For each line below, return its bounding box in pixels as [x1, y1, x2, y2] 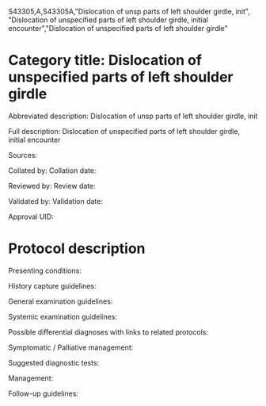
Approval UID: [8, 212, 54, 221]
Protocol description [8, 239, 146, 258]
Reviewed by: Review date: [8, 181, 97, 190]
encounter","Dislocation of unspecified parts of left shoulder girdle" [8, 24, 228, 33]
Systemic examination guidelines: [8, 312, 117, 321]
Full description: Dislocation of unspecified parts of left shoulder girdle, [8, 126, 240, 136]
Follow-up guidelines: [8, 389, 79, 398]
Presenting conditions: [8, 266, 82, 275]
